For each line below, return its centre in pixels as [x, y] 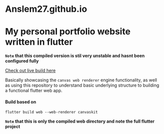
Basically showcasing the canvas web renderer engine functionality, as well [81, 80]
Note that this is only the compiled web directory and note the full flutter [80, 121]
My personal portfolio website [68, 32]
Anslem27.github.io [46, 9]
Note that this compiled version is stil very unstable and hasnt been [75, 56]
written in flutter [39, 42]
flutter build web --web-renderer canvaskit [51, 112]
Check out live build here [30, 70]
